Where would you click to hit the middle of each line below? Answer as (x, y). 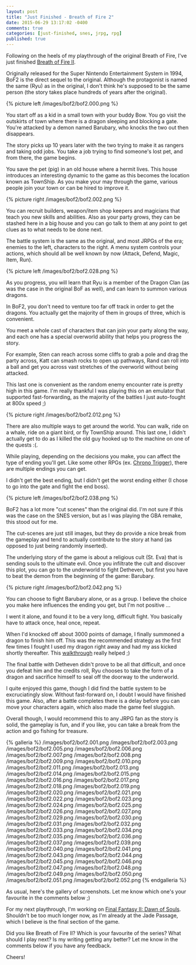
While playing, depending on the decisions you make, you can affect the (93, 456)
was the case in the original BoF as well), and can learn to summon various (97, 289)
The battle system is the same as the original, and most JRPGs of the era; (95, 241)
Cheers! (16, 957)
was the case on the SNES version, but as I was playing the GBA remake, (94, 515)
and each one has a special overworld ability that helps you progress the (94, 337)
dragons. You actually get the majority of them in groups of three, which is (96, 313)
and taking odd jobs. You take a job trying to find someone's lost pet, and (94, 151)
